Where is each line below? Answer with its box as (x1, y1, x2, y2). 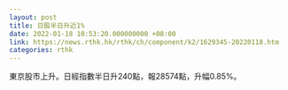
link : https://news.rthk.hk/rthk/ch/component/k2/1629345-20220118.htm (9, 37, 279, 47)
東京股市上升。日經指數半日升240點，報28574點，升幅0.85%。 (9, 71, 242, 82)
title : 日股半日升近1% (9, 21, 85, 30)
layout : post (9, 12, 58, 22)
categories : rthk (9, 46, 74, 55)
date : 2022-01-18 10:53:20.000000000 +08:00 (9, 29, 176, 38)
